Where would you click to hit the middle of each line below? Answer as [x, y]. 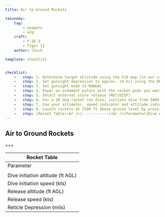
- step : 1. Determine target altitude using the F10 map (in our [84, 77]
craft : [21, 37]
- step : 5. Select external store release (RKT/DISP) [72, 95]
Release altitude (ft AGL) [36, 191]
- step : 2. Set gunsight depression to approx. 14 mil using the [84, 81]
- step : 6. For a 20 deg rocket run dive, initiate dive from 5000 [87, 100]
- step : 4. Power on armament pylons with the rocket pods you [82, 91]
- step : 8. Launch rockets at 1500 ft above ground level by [80, 109]
